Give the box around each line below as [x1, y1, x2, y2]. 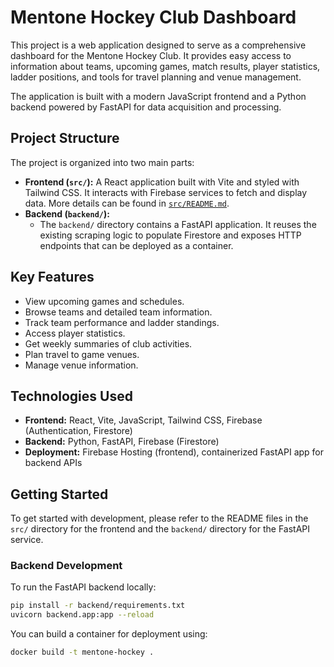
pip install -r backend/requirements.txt [10, 601, 186, 611]
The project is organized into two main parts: [10, 156, 195, 168]
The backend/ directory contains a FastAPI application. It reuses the [39, 218, 317, 230]
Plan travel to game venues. [24, 348, 140, 360]
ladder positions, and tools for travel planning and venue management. [10, 71, 302, 83]
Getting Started [10, 486, 109, 503]
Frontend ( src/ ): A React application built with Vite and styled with [24, 176, 300, 188]
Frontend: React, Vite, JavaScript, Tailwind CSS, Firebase [24, 414, 263, 426]
